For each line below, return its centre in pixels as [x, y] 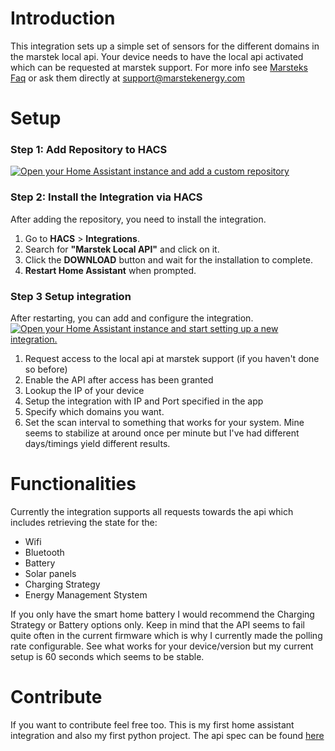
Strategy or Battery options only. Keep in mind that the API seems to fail [157, 624]
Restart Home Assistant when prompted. [110, 270]
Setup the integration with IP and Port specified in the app [144, 401]
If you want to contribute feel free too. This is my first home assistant [152, 724]
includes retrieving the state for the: [84, 522]
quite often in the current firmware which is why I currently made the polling [166, 635]
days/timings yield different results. [97, 444]
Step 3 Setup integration [71, 296]
